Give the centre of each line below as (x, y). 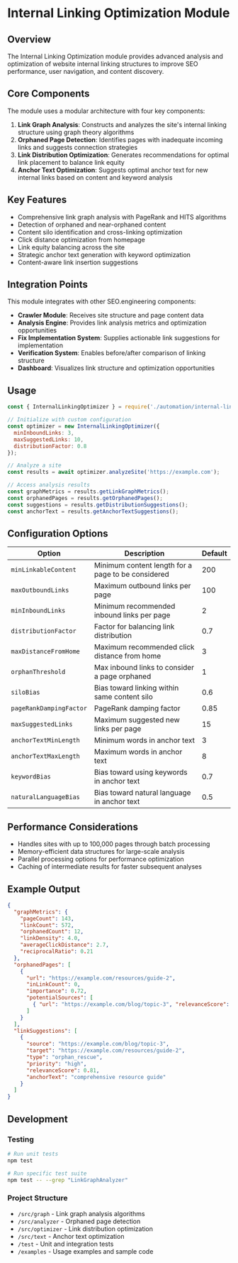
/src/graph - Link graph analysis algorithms (81, 1213)
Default (214, 553)
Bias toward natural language (142, 793)
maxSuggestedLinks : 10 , (49, 439)
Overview (29, 39)
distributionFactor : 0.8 (50, 446)
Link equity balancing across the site (71, 247)
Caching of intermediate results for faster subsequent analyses (109, 867)
